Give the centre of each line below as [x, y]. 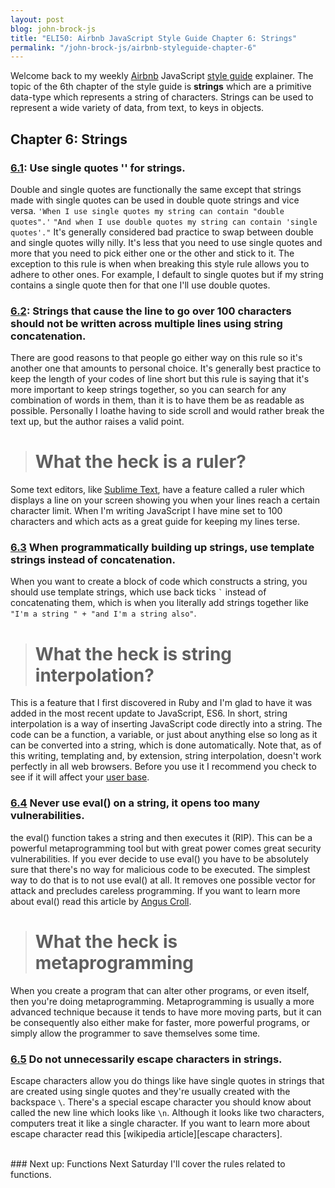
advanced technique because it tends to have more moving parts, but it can [166, 1012]
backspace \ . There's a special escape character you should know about [161, 1102]
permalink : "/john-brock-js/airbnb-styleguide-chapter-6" [133, 47]
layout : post [37, 19]
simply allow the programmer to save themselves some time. [135, 1033]
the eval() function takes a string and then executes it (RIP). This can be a [161, 837]
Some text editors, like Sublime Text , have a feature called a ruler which [157, 490]
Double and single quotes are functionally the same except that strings [156, 189]
